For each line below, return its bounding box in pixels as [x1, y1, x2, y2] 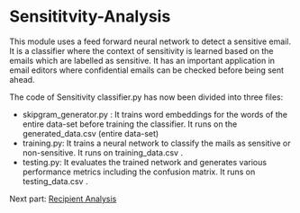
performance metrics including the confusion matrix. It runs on [22, 166, 256, 177]
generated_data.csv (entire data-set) [22, 128, 159, 138]
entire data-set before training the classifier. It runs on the [22, 119, 238, 129]
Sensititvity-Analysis [9, 6, 171, 27]
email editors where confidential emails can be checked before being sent [9, 65, 285, 75]
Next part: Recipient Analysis [9, 193, 117, 204]
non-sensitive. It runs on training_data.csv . [22, 146, 183, 158]
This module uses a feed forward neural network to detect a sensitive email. [9, 36, 291, 47]
